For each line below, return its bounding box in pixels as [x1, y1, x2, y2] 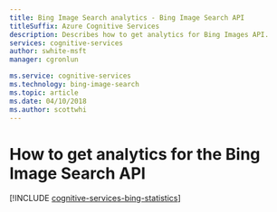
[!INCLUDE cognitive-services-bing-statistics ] [9, 193, 181, 204]
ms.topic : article [9, 88, 79, 97]
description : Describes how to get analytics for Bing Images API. [9, 30, 270, 39]
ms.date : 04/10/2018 [9, 97, 88, 106]
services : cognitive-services [9, 38, 124, 48]
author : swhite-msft [9, 47, 88, 56]
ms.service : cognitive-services [9, 71, 131, 81]
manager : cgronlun [9, 55, 79, 64]
